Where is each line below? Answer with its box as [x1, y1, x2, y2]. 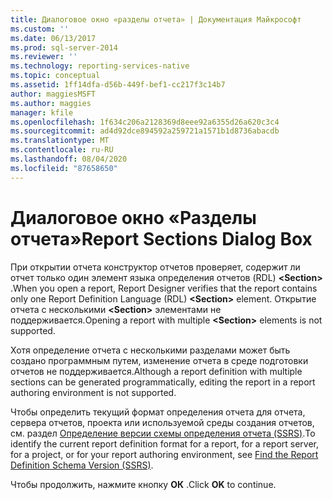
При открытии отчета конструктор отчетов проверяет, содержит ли [10, 261, 301, 273]
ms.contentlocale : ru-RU [10, 145, 114, 155]
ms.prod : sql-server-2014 [10, 42, 118, 53]
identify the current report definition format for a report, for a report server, [10, 437, 320, 450]
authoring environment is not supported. [10, 386, 177, 398]
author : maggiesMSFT [10, 89, 97, 99]
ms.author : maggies [10, 98, 92, 108]
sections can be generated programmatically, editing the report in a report [10, 376, 316, 388]
